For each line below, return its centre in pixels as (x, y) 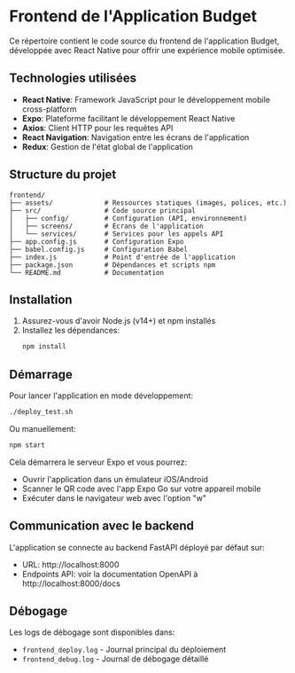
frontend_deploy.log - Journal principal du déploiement (124, 650)
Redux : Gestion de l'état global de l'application (107, 146)
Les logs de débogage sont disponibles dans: (92, 632)
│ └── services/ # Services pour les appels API (116, 234)
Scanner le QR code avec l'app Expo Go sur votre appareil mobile (141, 489)
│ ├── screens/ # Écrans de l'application (106, 226)
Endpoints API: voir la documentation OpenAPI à (110, 574)
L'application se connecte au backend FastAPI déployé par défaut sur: (137, 547)
